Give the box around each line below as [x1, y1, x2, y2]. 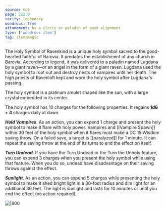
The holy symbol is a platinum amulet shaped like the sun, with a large [5, 89, 149, 95]
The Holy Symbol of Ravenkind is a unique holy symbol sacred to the [5, 48, 146, 54]
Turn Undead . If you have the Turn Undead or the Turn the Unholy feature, [5, 149, 158, 156]
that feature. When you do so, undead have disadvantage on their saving [5, 160, 154, 166]
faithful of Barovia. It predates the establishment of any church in [22, 53, 155, 59]
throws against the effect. [5, 165, 57, 171]
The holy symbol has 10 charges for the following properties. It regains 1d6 [5, 104, 158, 110]
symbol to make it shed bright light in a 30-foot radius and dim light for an [5, 180, 156, 186]
